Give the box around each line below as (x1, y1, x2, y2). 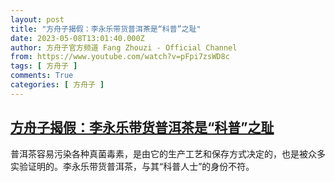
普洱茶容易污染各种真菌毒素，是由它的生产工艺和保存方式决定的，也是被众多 (10, 147, 326, 160)
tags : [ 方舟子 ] (10, 61, 78, 71)
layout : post (10, 14, 65, 25)
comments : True (10, 71, 74, 81)
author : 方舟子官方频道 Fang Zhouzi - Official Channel (10, 42, 238, 53)
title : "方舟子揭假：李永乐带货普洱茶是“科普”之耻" (10, 24, 202, 34)
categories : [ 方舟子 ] (10, 80, 105, 90)
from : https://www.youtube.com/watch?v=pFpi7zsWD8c (10, 52, 230, 62)
